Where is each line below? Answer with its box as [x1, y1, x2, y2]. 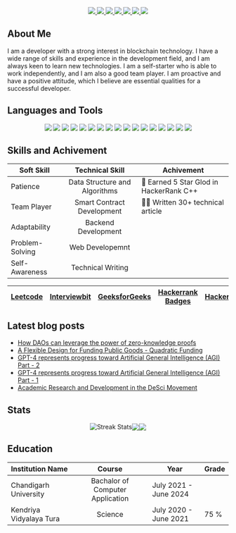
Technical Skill [74, 166, 125, 176]
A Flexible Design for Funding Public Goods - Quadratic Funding [17, 346, 203, 355]
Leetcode [11, 292, 44, 302]
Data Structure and [68, 177, 131, 187]
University [11, 489, 45, 498]
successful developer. [7, 84, 72, 92]
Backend [85, 218, 114, 228]
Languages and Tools [7, 104, 103, 116]
